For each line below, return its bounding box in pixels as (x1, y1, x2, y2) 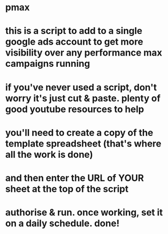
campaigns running (5, 58, 91, 69)
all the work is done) (5, 149, 93, 160)
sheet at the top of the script (5, 183, 129, 194)
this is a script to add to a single (5, 25, 142, 37)
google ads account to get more (5, 36, 143, 48)
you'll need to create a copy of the (5, 127, 154, 138)
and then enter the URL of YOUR (5, 172, 144, 184)
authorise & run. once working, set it (5, 207, 163, 219)
